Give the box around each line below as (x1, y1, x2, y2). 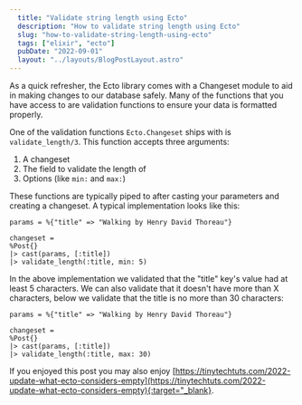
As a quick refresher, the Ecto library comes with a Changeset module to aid (9, 81, 293, 91)
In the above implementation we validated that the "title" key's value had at (9, 274, 288, 284)
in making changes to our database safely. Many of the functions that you (9, 90, 284, 101)
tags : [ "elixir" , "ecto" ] (17, 38, 116, 48)
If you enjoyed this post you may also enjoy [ (9, 366, 176, 376)
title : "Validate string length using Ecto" (17, 13, 188, 23)
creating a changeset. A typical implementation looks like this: (9, 200, 241, 211)
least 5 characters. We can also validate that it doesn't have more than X (9, 283, 279, 294)
